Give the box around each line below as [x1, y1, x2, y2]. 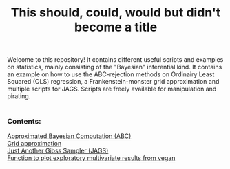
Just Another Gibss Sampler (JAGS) [7, 146, 109, 155]
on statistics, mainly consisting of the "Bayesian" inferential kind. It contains [7, 63, 222, 71]
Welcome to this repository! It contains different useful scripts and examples [7, 55, 224, 63]
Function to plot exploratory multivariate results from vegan [7, 154, 176, 162]
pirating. [7, 91, 31, 100]
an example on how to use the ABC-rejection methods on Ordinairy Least [7, 70, 215, 78]
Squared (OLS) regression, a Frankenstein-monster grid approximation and [7, 77, 220, 85]
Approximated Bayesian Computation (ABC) [7, 132, 132, 140]
